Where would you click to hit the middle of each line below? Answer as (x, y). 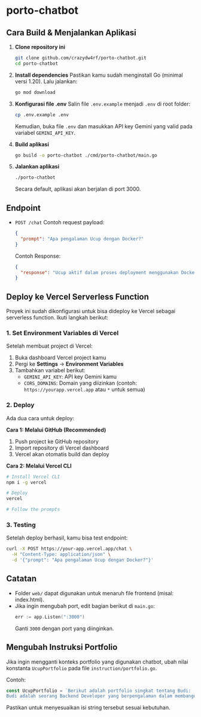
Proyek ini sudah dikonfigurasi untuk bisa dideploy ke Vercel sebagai (91, 311)
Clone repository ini (40, 47)
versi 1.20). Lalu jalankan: (46, 81)
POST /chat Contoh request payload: (60, 222)
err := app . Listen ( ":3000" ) (50, 617)
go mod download (35, 92)
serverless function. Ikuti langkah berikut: (57, 318)
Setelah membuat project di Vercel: (49, 346)
